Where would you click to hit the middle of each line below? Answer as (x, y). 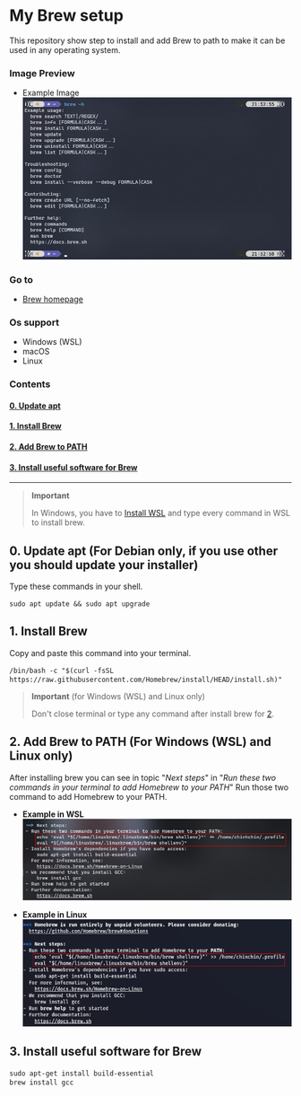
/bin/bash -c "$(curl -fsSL (62, 671)
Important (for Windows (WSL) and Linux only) (118, 696)
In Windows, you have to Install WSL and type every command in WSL (161, 513)
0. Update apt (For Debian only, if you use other (144, 551)
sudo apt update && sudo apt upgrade (80, 604)
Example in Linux (55, 915)
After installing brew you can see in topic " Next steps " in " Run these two (142, 777)
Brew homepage (52, 299)
